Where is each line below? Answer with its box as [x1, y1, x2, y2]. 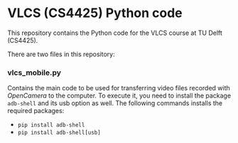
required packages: [7, 107, 65, 115]
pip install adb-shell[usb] [17, 129, 101, 137]
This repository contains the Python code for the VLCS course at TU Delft [7, 28, 222, 37]
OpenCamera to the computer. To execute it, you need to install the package [7, 91, 232, 100]
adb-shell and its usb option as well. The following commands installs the [7, 99, 222, 107]
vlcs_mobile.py [7, 68, 62, 78]
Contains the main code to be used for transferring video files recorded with [7, 84, 231, 92]
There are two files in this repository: [7, 50, 115, 58]
